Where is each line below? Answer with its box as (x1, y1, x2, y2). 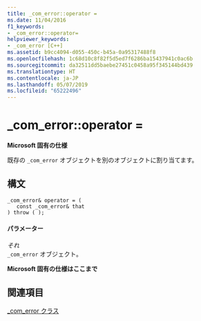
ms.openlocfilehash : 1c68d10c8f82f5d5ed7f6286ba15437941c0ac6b (7, 55, 193, 62)
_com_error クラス (7, 306, 59, 315)
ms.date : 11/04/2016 (7, 17, 67, 24)
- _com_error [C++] (7, 42, 64, 49)
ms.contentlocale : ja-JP (7, 74, 79, 82)
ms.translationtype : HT (7, 68, 76, 75)
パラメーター (7, 225, 44, 233)
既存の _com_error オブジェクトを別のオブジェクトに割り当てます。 (7, 156, 198, 164)
